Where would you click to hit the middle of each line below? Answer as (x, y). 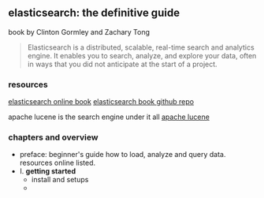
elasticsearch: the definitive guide (94, 13)
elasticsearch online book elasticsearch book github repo (101, 102)
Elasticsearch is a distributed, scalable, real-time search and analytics (141, 47)
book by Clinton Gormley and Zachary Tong (79, 32)
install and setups (60, 180)
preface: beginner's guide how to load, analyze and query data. (123, 155)
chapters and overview (53, 137)
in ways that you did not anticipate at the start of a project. (123, 64)
